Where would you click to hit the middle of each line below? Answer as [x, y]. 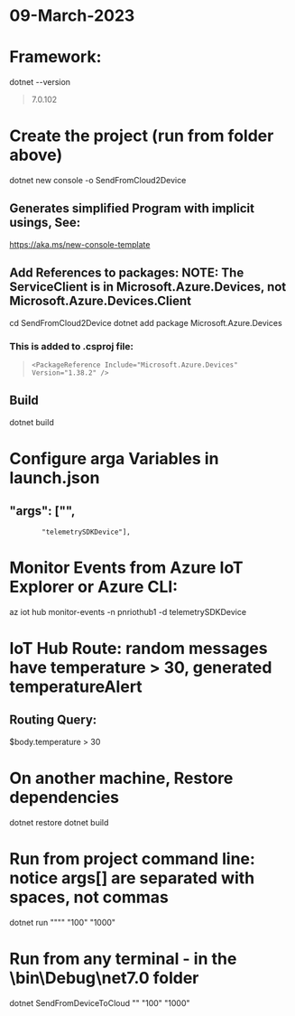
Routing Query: [53, 720]
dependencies [65, 797]
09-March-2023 [72, 16]
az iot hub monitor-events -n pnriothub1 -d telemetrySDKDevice [128, 611]
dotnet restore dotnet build [59, 822]
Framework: [55, 57]
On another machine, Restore [121, 778]
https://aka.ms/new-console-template [80, 244]
